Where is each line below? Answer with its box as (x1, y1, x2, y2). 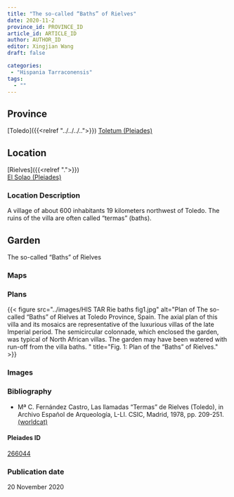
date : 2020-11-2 (7, 17, 55, 24)
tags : (7, 75, 23, 82)
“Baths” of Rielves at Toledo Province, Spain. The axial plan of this (26, 313, 218, 321)
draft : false (7, 50, 46, 57)
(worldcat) (17, 418, 48, 426)
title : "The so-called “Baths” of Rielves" (7, 10, 137, 18)
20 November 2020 (7, 483, 65, 491)
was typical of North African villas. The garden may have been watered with (7, 335, 228, 344)
